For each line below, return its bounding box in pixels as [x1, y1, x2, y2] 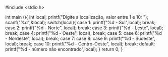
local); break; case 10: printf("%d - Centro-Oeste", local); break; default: [5, 41, 155, 47]
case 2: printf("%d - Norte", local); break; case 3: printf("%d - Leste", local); [5, 25, 163, 31]
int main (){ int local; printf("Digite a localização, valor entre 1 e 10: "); [5, 14, 149, 20]
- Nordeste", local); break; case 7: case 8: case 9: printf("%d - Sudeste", [5, 35, 155, 41]
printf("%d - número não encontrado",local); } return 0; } [5, 46, 123, 52]
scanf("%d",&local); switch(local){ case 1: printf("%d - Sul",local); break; [5, 20, 156, 25]
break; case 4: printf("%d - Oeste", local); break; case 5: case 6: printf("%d [5, 30, 162, 36]
